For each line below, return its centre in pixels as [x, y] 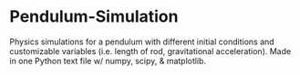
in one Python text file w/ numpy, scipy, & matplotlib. [108, 61]
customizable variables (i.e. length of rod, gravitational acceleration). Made [150, 51]
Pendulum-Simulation [94, 17]
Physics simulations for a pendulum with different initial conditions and [142, 42]
